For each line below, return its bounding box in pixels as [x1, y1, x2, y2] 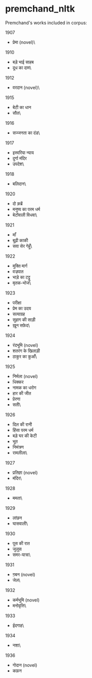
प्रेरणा [12, 396, 21, 402]
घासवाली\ [12, 520, 28, 526]
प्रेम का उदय [12, 305, 31, 311]
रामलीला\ [12, 449, 27, 456]
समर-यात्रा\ [12, 552, 31, 558]
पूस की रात [12, 540, 30, 546]
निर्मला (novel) [12, 373, 38, 379]
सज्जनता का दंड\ [12, 129, 40, 136]
